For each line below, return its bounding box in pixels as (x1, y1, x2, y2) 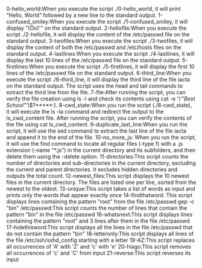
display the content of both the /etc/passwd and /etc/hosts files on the (6, 44, 182, 51)
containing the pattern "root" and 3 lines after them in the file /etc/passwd (6, 217, 190, 224)
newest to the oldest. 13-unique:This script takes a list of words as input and (6, 185, 196, 192)
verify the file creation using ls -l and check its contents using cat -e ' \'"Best (6, 95, 195, 102)
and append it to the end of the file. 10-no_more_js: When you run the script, (6, 134, 197, 141)
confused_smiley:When (6, 18, 65, 25)
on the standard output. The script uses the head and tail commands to (6, 82, 183, 90)
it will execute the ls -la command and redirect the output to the (6, 108, 164, 115)
